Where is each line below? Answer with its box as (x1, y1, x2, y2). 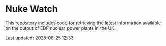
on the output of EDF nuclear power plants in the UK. (5, 25, 116, 31)
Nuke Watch (5, 3, 58, 15)
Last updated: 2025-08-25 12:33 (5, 35, 74, 41)
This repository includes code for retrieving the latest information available (5, 20, 161, 26)
